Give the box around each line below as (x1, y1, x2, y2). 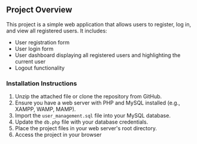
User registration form (14, 38, 70, 46)
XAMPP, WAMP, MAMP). (14, 106, 76, 113)
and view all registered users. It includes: (6, 27, 108, 34)
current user (14, 58, 46, 65)
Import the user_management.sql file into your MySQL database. (14, 112, 171, 119)
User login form (14, 45, 54, 52)
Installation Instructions (6, 79, 77, 88)
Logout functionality (14, 64, 65, 71)
